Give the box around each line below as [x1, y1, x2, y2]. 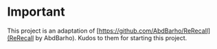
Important [7, 4, 65, 20]
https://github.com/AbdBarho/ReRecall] [98, 27, 211, 35]
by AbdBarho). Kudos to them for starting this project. [35, 33, 187, 42]
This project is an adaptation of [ [7, 27, 100, 35]
